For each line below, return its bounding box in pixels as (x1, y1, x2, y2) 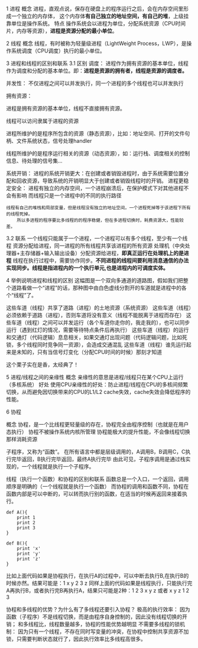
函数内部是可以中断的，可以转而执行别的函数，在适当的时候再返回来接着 (6, 490, 182, 497)
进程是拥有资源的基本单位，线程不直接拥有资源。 (6, 105, 125, 112)
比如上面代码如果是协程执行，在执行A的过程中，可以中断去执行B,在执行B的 (6, 572, 189, 579)
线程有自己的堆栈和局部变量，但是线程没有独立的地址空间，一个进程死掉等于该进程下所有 (6, 205, 191, 211)
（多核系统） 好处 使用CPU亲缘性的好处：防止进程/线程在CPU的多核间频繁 (6, 381, 189, 388)
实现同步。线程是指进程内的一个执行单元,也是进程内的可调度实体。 (6, 265, 168, 271)
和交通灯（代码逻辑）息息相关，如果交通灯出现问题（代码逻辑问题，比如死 (6, 334, 187, 341)
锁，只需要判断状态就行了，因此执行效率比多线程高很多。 (6, 636, 146, 642)
